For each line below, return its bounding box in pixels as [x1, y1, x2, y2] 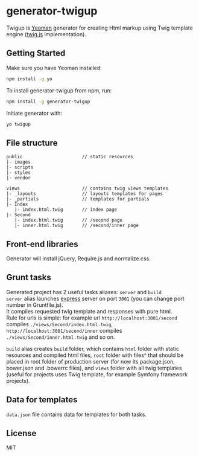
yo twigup [6, 121, 31, 127]
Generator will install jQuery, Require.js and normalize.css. [6, 255, 151, 262]
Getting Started [6, 48, 66, 59]
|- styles [6, 170, 31, 176]
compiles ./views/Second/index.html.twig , [6, 320, 113, 327]
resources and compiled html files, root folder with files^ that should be [6, 352, 184, 359]
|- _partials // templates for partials [6, 196, 150, 202]
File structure [6, 138, 58, 148]
